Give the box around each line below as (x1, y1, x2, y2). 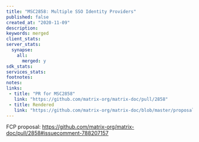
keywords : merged (6, 31, 49, 37)
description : (6, 25, 38, 31)
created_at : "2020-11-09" (6, 19, 70, 25)
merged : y (21, 58, 46, 64)
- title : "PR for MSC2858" (8, 91, 76, 97)
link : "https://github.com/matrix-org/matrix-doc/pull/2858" (14, 96, 168, 102)
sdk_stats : (6, 63, 33, 70)
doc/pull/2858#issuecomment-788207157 (6, 130, 109, 137)
